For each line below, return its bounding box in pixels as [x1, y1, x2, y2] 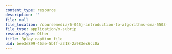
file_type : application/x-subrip [5, 27, 77, 32]
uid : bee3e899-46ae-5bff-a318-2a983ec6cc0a [5, 41, 100, 46]
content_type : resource [5, 7, 56, 13]
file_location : [5, 22, 38, 27]
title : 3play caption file [5, 37, 63, 42]
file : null [5, 17, 29, 22]
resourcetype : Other [5, 31, 50, 37]
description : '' [5, 12, 40, 17]
